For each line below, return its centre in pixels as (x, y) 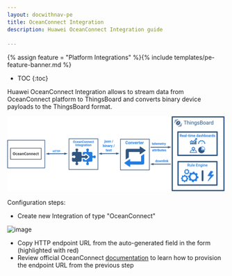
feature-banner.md (34, 65)
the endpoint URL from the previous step (75, 265)
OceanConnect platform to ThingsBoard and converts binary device (104, 99)
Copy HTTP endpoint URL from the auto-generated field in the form (114, 243)
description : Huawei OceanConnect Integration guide (85, 29)
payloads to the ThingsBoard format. (60, 107)
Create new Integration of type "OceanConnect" (86, 215)
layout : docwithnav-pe (40, 15)
